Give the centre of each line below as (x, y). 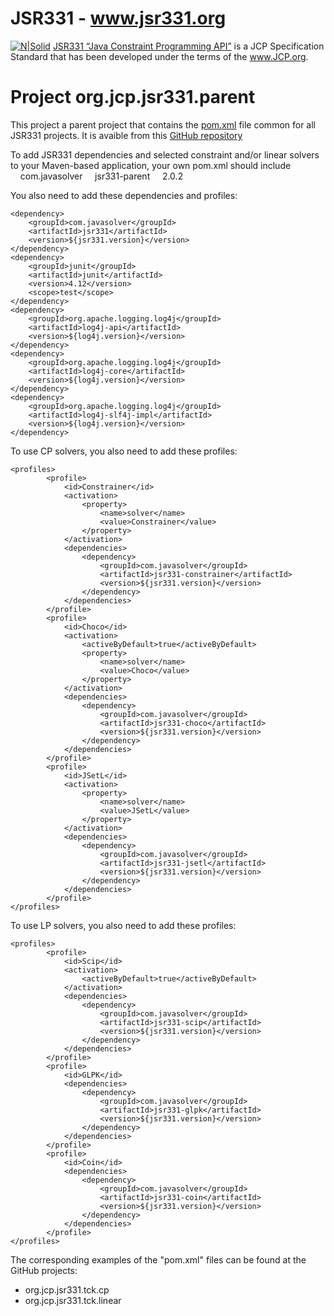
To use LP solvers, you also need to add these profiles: (123, 925)
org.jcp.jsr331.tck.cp (67, 1289)
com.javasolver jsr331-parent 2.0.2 (101, 176)
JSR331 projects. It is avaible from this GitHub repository (126, 135)
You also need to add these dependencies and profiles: (124, 195)
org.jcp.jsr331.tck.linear (73, 1300)
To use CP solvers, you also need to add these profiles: (124, 451)
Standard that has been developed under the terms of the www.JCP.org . (159, 56)
